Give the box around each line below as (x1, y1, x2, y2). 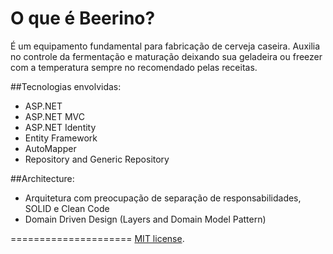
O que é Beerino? (10, 7, 156, 30)
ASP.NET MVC (24, 110, 85, 122)
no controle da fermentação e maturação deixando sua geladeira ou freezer (10, 50, 323, 62)
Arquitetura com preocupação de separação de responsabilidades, (24, 192, 302, 204)
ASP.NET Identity (24, 121, 97, 133)
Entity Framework (24, 132, 98, 144)
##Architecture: (10, 172, 75, 184)
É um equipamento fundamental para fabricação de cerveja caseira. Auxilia (10, 40, 321, 52)
